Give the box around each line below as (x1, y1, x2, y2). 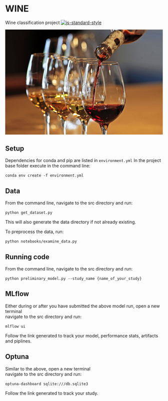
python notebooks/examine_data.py (5, 239, 77, 244)
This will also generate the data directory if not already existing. (5, 219, 136, 225)
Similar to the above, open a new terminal (5, 365, 91, 371)
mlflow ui (5, 323, 26, 329)
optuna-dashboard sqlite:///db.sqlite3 (5, 381, 88, 386)
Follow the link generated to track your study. (5, 390, 98, 396)
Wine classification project (5, 19, 60, 25)
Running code (5, 252, 50, 261)
